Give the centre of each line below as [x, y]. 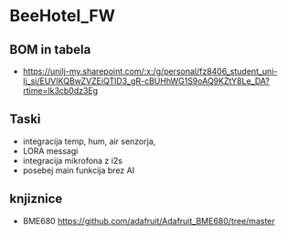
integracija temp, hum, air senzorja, [89, 141]
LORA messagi [50, 150]
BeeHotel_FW [63, 16]
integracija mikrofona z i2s [73, 160]
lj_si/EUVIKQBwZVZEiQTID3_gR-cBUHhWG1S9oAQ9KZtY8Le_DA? [146, 81]
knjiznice [36, 199]
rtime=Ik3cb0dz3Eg [60, 91]
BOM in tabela [50, 50]
